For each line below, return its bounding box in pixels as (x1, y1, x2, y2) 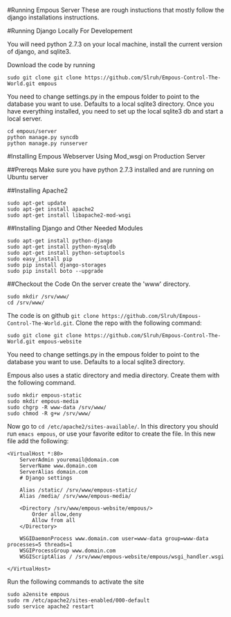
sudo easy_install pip (7, 256, 73, 262)
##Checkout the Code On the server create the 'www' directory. (7, 280, 191, 288)
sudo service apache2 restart (7, 603, 95, 610)
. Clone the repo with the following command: (72, 319, 202, 327)
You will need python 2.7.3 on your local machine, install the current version (7, 40, 223, 48)
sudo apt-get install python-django (7, 238, 113, 244)
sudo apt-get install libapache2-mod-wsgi (7, 212, 131, 219)
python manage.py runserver (7, 140, 89, 147)
